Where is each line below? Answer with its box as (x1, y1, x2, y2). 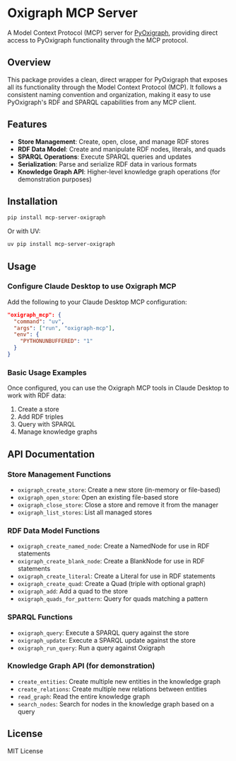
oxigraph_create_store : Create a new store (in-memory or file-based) (17, 485, 221, 494)
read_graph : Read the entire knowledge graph (17, 692, 151, 701)
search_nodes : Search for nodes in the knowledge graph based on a (17, 699, 214, 708)
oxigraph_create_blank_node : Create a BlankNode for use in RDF (17, 557, 205, 565)
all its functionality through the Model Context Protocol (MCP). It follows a (7, 83, 222, 91)
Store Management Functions (7, 469, 112, 479)
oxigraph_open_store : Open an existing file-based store (17, 492, 179, 501)
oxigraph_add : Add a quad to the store (17, 587, 129, 596)
